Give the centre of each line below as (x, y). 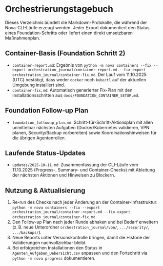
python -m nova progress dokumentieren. (54, 258)
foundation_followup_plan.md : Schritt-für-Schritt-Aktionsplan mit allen (82, 122)
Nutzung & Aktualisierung (45, 190)
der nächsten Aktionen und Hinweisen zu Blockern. (64, 175)
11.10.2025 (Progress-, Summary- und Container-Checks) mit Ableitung (83, 170)
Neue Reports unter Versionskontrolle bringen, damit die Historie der (81, 238)
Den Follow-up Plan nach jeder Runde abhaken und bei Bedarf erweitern (85, 222)
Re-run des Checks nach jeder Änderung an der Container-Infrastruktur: (85, 202)
